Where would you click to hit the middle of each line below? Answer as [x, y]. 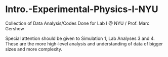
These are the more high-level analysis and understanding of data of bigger [84, 43]
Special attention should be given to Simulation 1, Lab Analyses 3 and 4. [80, 38]
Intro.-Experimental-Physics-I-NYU [82, 9]
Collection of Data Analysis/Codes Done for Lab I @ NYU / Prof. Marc [77, 23]
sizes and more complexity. [34, 49]
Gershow [15, 28]
